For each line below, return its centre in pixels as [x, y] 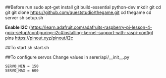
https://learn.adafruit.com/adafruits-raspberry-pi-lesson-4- [91, 27]
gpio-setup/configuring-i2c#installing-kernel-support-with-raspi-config [79, 33]
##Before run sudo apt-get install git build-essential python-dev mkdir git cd [83, 7]
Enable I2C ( [18, 27]
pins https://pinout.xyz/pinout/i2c [39, 38]
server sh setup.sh [24, 18]
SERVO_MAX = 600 [22, 71]
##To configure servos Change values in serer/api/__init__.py [67, 57]
